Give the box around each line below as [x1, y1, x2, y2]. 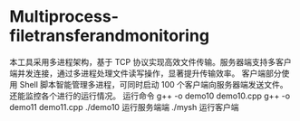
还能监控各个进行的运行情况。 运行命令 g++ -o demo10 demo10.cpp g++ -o [9, 90, 291, 101]
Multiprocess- [9, 6, 120, 27]
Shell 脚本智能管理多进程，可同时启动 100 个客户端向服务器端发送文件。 [19, 79, 288, 89]
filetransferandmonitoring [9, 25, 210, 46]
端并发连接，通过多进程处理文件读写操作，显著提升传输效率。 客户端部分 [9, 68, 282, 79]
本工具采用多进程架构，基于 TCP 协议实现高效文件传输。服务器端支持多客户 [9, 56, 292, 67]
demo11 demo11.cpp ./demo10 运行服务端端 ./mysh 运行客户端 [9, 101, 239, 112]
